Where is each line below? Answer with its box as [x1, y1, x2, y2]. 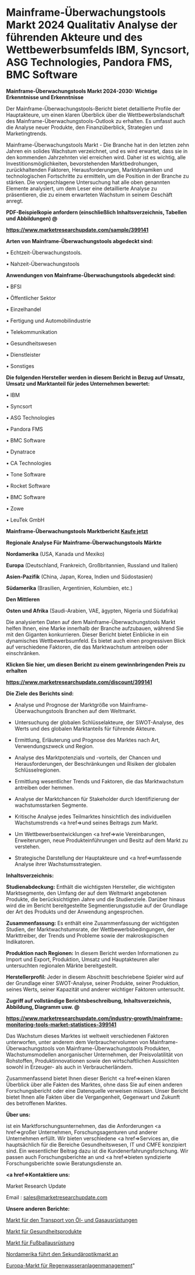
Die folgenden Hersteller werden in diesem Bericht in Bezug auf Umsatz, [6, 374, 185, 381]
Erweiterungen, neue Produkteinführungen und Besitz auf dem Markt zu [14, 837, 189, 844]
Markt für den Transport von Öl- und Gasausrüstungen [6, 1216, 138, 1223]
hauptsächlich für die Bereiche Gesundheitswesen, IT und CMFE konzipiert [6, 1141, 187, 1148]
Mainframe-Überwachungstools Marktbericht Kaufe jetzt [6, 527, 148, 534]
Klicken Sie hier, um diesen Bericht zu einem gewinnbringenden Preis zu [6, 661, 186, 668]
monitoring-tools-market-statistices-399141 [6, 1021, 117, 1028]
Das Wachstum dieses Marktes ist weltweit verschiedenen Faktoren [6, 1032, 169, 1039]
